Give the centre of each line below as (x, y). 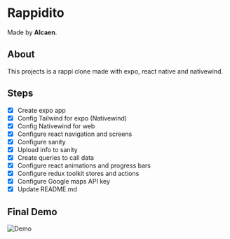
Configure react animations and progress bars (84, 165)
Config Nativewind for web (56, 126)
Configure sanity (41, 142)
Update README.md (47, 189)
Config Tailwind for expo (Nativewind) (72, 118)
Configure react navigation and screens (75, 134)
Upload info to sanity (48, 149)
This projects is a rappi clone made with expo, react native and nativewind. (115, 71)
